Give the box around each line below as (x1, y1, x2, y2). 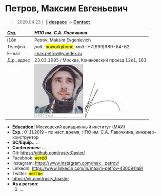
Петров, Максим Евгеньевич (5, 3, 128, 14)
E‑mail (7, 51, 20, 57)
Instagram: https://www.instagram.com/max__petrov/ (12, 160, 120, 166)
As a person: (12, 181, 39, 187)
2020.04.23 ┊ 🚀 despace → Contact (17, 19, 90, 25)
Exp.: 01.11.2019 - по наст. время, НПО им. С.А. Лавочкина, (12, 129, 135, 135)
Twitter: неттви (12, 171, 43, 176)
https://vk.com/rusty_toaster (12, 176, 69, 182)
